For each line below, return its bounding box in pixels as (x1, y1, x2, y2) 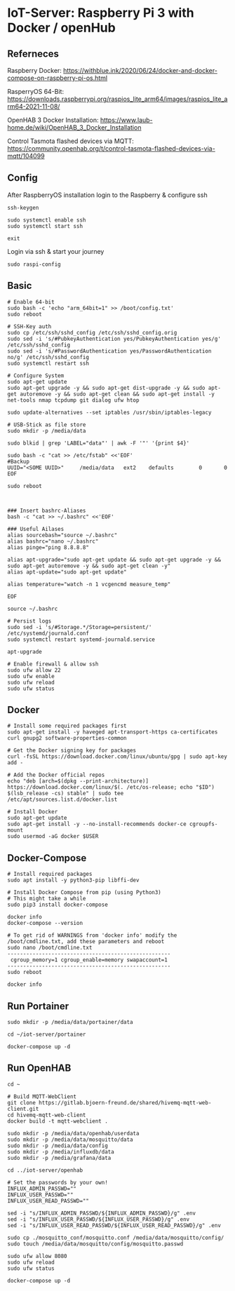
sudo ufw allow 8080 (7, 1252, 68, 1259)
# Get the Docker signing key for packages (7, 747, 137, 755)
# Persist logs (7, 617, 52, 625)
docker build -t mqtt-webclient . (7, 1117, 109, 1125)
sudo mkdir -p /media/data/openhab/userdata (7, 1130, 140, 1137)
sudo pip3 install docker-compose (7, 901, 109, 909)
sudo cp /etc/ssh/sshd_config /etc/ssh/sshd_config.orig (7, 329, 177, 336)
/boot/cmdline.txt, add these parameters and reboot (7, 938, 165, 945)
